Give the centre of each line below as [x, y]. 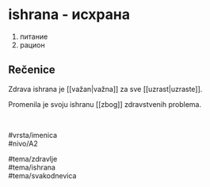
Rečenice [32, 70]
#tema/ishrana [32, 167]
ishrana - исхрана [69, 15]
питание [34, 36]
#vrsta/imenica [33, 135]
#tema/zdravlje [33, 158]
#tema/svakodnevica [42, 175]
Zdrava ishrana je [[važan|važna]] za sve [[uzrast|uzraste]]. [105, 89]
